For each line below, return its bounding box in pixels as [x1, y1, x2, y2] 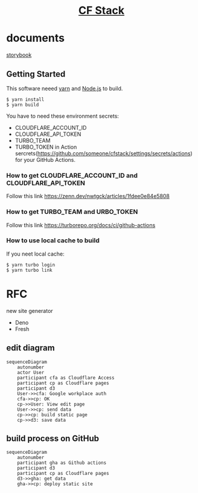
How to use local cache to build [6, 236, 100, 245]
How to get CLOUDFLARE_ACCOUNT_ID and [6, 171, 138, 179]
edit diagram [6, 343, 56, 353]
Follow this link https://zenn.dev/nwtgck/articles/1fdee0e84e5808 [6, 193, 170, 200]
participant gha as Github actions [17, 460, 107, 466]
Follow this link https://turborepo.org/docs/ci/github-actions [6, 221, 156, 228]
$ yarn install [6, 96, 45, 103]
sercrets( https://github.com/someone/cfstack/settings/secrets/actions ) [14, 149, 193, 157]
